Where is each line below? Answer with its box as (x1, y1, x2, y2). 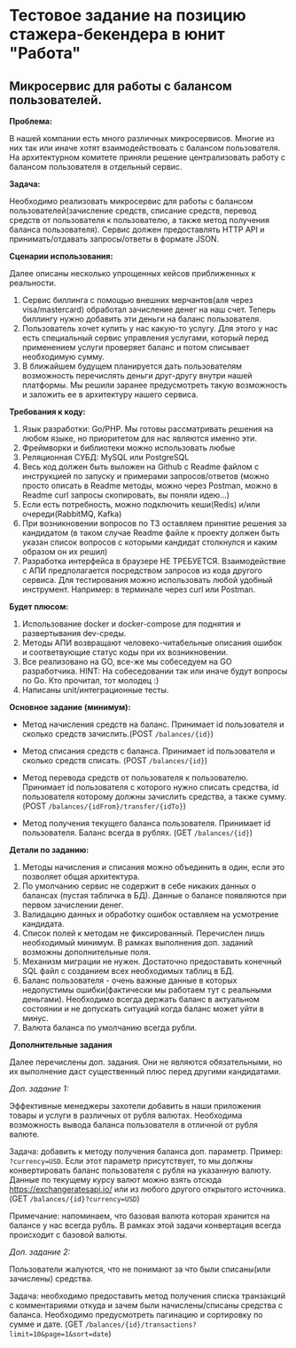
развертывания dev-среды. (21, 628, 127, 638)
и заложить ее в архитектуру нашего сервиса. (21, 389, 199, 400)
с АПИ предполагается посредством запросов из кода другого (21, 565, 263, 576)
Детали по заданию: (9, 845, 90, 855)
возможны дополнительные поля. (21, 947, 152, 957)
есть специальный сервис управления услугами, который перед (21, 332, 269, 343)
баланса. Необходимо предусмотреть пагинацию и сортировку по (9, 1310, 263, 1320)
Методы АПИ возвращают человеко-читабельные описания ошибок (21, 637, 283, 648)
